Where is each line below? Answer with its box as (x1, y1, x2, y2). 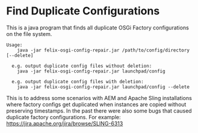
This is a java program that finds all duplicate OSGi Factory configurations (6, 24, 190, 31)
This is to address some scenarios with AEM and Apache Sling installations (6, 94, 193, 101)
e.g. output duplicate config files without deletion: (11, 63, 152, 69)
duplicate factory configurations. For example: (6, 113, 122, 120)
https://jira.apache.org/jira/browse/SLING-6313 (6, 120, 123, 127)
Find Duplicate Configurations (6, 4, 160, 18)
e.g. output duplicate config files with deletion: (11, 78, 144, 84)
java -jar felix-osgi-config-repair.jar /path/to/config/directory (17, 47, 190, 53)
